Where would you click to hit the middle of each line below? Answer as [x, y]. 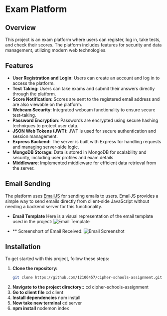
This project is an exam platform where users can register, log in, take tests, [83, 39]
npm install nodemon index [41, 309]
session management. [35, 136]
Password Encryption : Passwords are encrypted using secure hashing [85, 120]
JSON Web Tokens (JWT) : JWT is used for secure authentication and [84, 131]
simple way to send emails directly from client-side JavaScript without [77, 201]
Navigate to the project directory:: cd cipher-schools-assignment [80, 287]
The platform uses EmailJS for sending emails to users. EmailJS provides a [82, 196]
